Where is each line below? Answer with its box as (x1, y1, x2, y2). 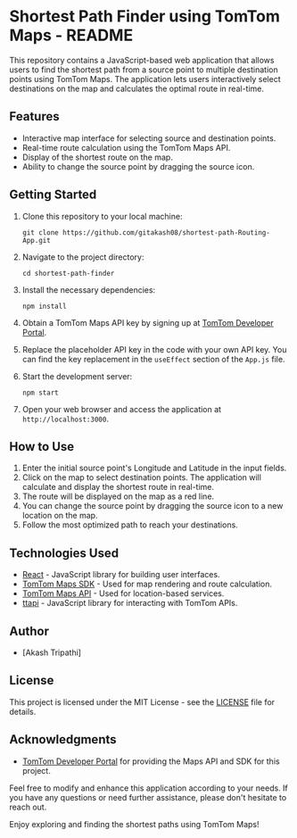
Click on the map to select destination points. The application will (21, 472, 261, 483)
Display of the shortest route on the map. (21, 152, 174, 162)
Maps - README (9, 25, 134, 46)
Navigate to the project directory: (21, 252, 144, 262)
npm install (21, 302, 67, 311)
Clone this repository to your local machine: (21, 211, 183, 221)
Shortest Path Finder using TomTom (9, 6, 281, 27)
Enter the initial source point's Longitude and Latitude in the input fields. (21, 462, 287, 474)
